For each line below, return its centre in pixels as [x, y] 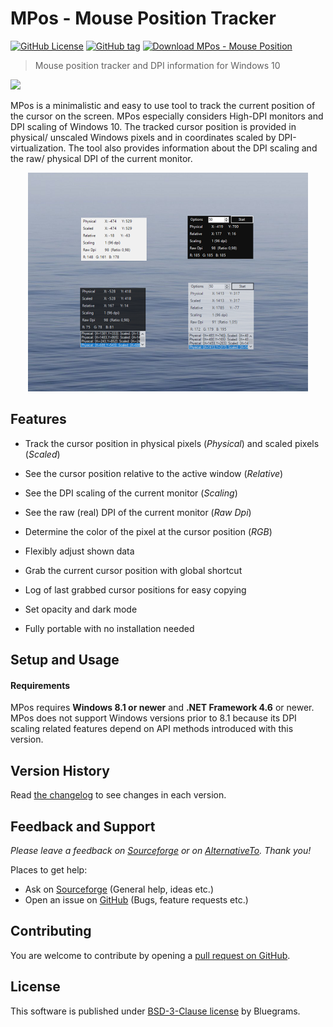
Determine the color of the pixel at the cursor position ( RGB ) [148, 531]
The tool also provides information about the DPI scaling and [193, 148]
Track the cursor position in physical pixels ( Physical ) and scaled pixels [172, 443]
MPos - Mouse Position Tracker [143, 18]
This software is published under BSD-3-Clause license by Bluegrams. [155, 1011]
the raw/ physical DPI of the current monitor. [101, 158]
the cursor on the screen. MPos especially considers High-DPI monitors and [167, 116]
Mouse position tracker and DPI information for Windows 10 [157, 65]
